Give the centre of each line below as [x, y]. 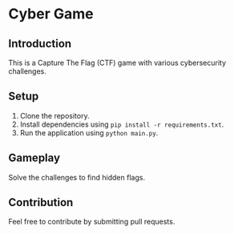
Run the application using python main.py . [89, 132]
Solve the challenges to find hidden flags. [77, 177]
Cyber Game [51, 14]
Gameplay [34, 158]
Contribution [41, 202]
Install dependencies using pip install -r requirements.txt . [122, 124]
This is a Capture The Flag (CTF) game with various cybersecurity [117, 63]
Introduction [40, 44]
